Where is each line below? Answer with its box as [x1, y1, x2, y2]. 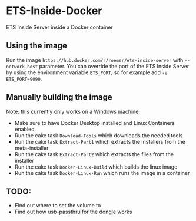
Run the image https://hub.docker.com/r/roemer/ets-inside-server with [6, 56, 184, 63]
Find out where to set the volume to [14, 202, 101, 209]
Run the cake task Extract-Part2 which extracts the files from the [14, 150, 174, 157]
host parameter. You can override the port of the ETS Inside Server [27, 62, 190, 70]
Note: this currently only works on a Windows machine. [6, 108, 140, 115]
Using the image [6, 41, 68, 51]
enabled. [14, 126, 36, 133]
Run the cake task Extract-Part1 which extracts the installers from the [14, 138, 185, 145]
